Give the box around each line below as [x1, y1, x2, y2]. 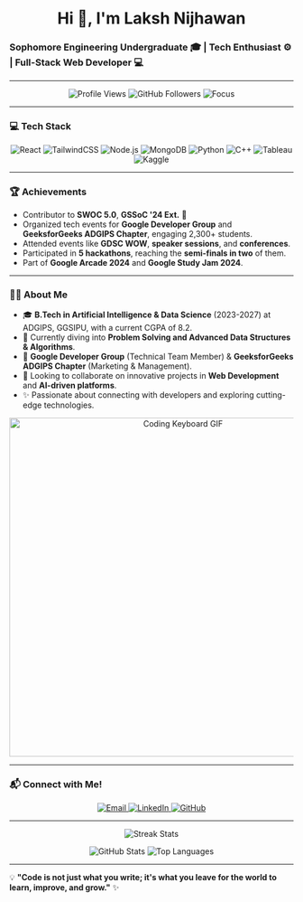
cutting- [255, 390, 286, 400]
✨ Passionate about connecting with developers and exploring [22, 390, 254, 400]
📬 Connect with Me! [9, 778, 103, 791]
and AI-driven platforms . [22, 380, 117, 391]
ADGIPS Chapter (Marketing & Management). [22, 361, 192, 371]
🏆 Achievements [9, 185, 87, 198]
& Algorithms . [22, 342, 76, 352]
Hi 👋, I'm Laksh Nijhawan [57, 8, 246, 29]
